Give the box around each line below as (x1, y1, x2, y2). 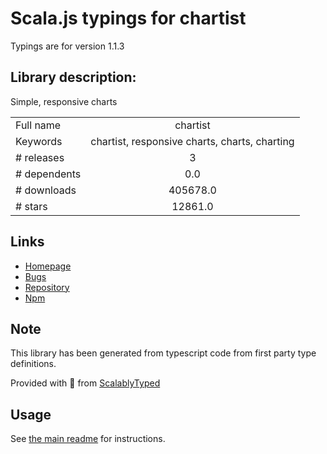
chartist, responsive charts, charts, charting (90, 134, 295, 148)
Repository (24, 281, 70, 293)
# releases (15, 150, 65, 164)
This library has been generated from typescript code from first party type (10, 347, 317, 359)
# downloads (15, 183, 77, 197)
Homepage (24, 260, 72, 272)
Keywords (15, 134, 63, 148)
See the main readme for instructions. (10, 433, 166, 445)
